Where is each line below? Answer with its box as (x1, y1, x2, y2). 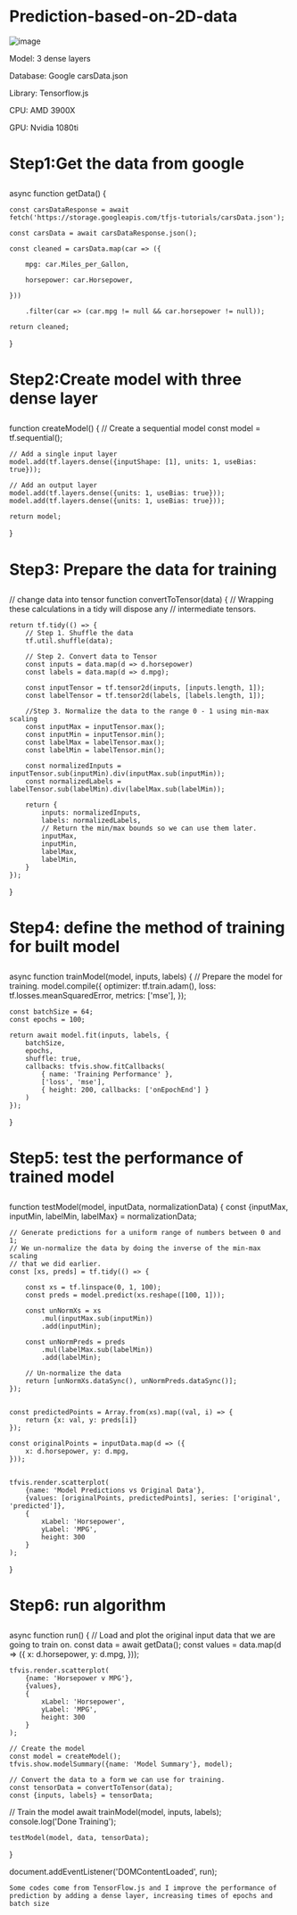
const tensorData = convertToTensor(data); (9, 1783, 174, 1793)
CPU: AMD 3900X (9, 104, 76, 115)
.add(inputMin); (41, 1322, 102, 1331)
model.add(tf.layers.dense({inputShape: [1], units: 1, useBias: (9, 458, 257, 467)
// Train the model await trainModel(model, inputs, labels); (9, 1807, 222, 1818)
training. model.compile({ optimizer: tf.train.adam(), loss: (9, 980, 217, 991)
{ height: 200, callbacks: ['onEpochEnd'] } (41, 1085, 210, 1094)
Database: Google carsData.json (9, 70, 128, 81)
